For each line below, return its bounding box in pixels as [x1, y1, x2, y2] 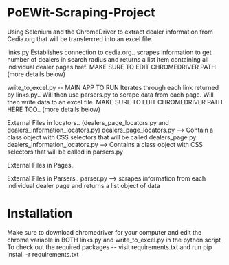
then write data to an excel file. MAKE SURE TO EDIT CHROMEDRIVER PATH [7, 97, 223, 106]
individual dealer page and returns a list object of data [7, 181, 160, 189]
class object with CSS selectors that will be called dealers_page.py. [7, 132, 198, 141]
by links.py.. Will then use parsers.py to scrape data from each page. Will [7, 91, 215, 99]
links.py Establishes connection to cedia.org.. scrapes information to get [7, 48, 212, 56]
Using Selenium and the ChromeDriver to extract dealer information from [7, 27, 213, 36]
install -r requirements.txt [7, 250, 79, 258]
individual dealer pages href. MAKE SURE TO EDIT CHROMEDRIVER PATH [7, 62, 217, 71]
